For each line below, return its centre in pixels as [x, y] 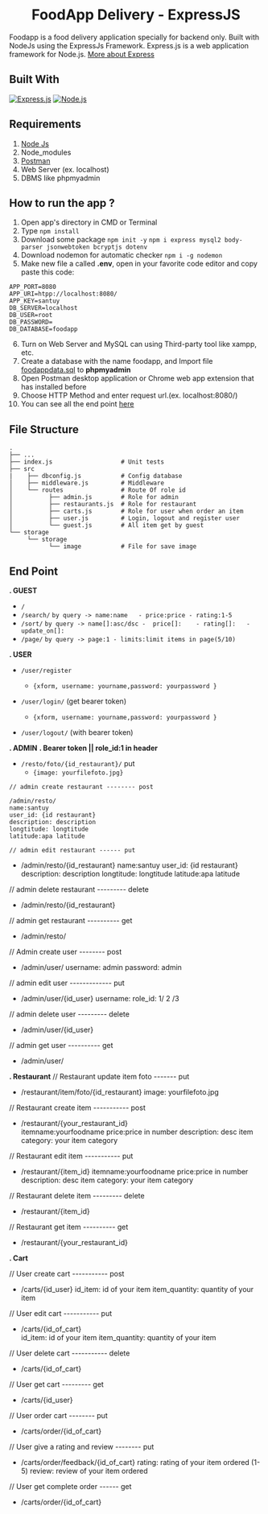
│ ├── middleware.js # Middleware [87, 483]
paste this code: [47, 272]
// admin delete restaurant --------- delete [79, 889]
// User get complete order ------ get [70, 1486]
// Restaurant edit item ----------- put [71, 1156]
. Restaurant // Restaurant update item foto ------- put [99, 1077]
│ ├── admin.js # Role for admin [94, 497]
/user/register [46, 670]
